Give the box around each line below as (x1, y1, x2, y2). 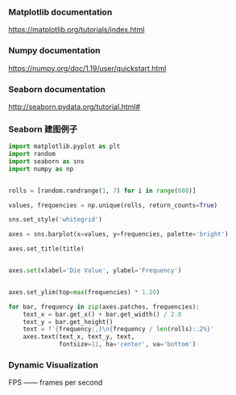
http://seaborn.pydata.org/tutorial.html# (8, 102, 141, 111)
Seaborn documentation (8, 83, 106, 95)
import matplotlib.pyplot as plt (8, 142, 121, 151)
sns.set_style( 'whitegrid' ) (8, 216, 103, 224)
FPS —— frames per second (8, 378, 103, 388)
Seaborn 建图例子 (8, 124, 78, 135)
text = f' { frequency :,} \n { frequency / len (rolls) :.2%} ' (23, 326, 215, 334)
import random (8, 150, 56, 158)
